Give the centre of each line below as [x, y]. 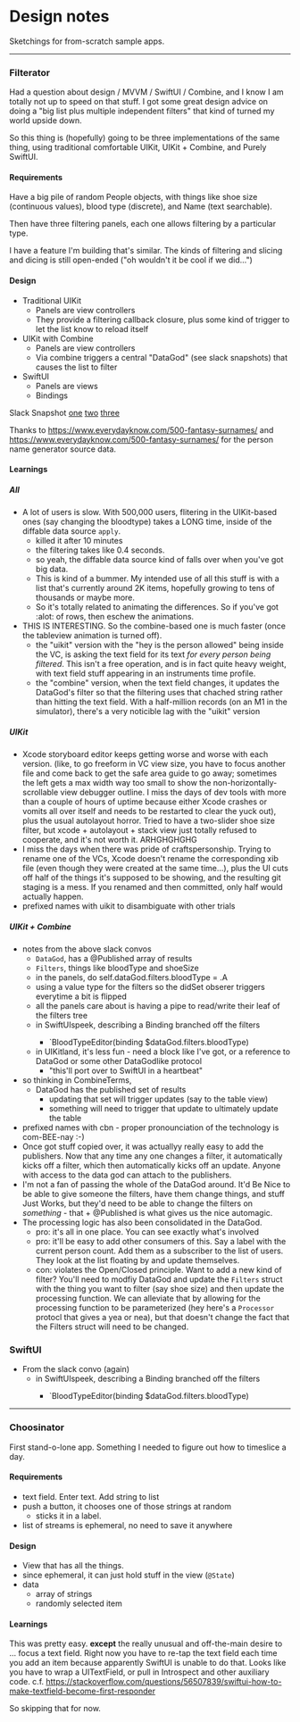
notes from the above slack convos [87, 949]
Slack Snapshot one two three [65, 412]
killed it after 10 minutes [79, 541]
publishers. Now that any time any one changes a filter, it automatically [152, 1156]
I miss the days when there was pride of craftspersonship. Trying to [146, 849]
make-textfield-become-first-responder [83, 1691]
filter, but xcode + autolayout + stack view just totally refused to [139, 830]
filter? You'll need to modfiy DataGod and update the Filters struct [159, 1279]
